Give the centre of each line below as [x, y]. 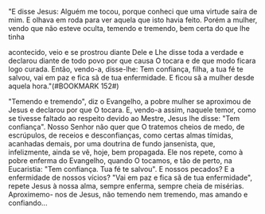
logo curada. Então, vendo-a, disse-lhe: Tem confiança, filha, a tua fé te [126, 69]
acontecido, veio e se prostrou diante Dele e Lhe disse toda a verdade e [126, 52]
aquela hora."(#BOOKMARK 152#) [64, 86]
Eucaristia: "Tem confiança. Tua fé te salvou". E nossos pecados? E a [121, 169]
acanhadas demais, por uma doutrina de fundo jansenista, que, [112, 144]
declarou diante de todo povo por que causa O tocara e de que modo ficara [132, 60]
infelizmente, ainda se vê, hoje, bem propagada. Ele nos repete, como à [126, 152]
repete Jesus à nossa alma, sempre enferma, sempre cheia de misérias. [126, 186]
